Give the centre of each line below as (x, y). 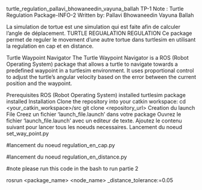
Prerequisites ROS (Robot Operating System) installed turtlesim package (96, 95)
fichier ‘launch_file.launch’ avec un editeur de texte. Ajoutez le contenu (94, 121)
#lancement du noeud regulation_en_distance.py (67, 157)
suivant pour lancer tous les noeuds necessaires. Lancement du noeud (94, 127)
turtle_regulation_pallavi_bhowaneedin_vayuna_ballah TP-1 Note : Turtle (95, 9)
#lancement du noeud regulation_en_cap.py (61, 145)
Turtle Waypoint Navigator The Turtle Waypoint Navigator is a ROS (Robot (97, 58)
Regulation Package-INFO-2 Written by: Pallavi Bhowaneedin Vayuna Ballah (100, 15)
